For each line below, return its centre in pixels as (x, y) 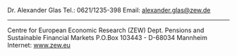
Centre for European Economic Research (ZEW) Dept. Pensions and (106, 30)
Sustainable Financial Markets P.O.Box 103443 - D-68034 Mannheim (108, 37)
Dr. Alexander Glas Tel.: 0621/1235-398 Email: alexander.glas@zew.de (109, 10)
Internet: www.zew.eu (39, 45)
